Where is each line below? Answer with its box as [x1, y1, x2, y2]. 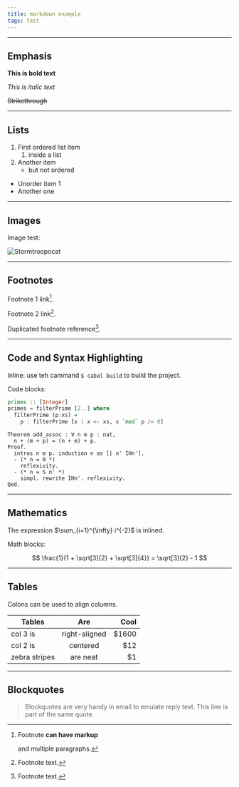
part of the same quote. [24, 710, 95, 719]
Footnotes [7, 274, 53, 287]
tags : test [7, 17, 40, 24]
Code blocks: [7, 384, 46, 393]
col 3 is [11, 629, 36, 639]
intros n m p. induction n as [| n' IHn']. [14, 450, 144, 457]
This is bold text [7, 69, 55, 78]
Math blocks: [7, 540, 46, 548]
